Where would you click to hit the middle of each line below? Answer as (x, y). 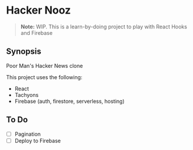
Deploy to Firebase (37, 141)
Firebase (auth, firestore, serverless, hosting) (70, 101)
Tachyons (27, 94)
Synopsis (24, 52)
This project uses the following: (44, 77)
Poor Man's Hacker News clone (45, 66)
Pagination (28, 134)
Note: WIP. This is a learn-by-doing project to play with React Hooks (104, 27)
